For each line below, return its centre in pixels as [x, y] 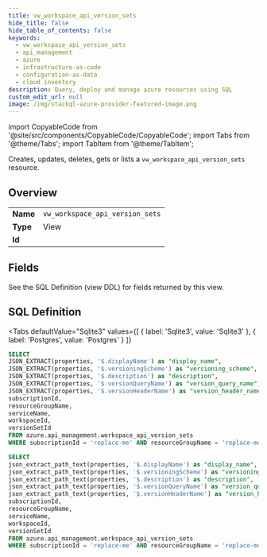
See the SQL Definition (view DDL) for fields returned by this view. [116, 287]
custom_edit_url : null [46, 97]
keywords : [25, 38]
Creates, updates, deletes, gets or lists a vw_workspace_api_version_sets [127, 159]
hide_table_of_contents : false [60, 30]
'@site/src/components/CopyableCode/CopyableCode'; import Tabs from [129, 135]
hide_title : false [39, 23]
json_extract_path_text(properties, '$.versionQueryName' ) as [113, 487]
